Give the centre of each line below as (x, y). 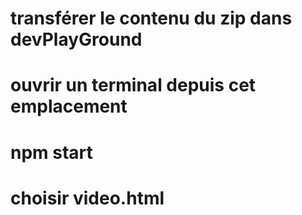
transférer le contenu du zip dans (151, 18)
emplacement (69, 106)
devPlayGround (76, 39)
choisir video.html (87, 198)
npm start (51, 152)
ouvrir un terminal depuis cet (133, 85)
